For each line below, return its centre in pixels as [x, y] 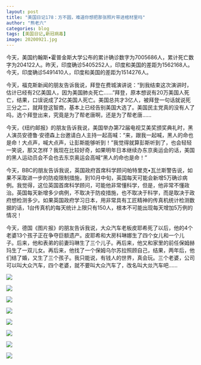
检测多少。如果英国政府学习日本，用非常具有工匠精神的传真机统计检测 [103, 200]
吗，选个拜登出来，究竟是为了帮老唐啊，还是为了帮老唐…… [79, 115]
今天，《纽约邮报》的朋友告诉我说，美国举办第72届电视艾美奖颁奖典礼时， [97, 127]
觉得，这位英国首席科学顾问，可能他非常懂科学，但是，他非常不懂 [103, 185]
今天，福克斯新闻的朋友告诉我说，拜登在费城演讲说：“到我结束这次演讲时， [99, 85]
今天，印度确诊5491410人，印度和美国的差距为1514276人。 [79, 72]
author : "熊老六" [26, 23]
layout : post [22, 12]
